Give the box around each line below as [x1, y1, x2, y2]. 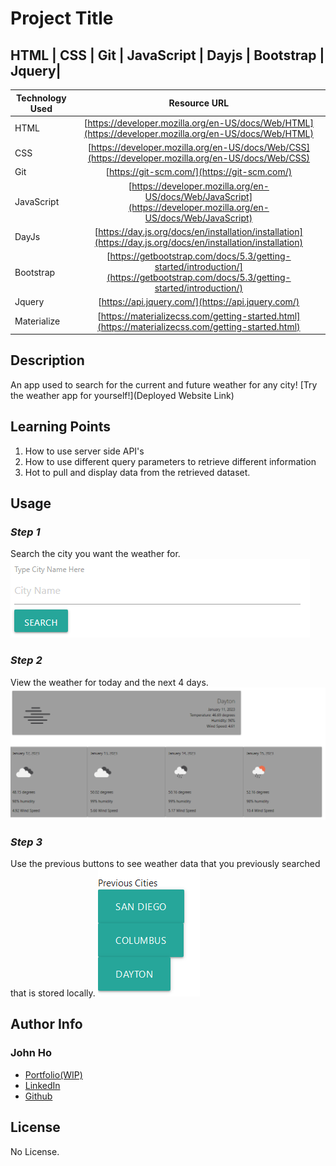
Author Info [10, 1016, 83, 1033]
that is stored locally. [10, 987, 96, 999]
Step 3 [10, 835, 43, 849]
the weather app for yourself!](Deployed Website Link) [10, 389, 235, 401]
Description [10, 352, 85, 369]
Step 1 [10, 525, 41, 539]
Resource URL [168, 97, 230, 109]
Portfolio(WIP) [24, 1068, 83, 1081]
